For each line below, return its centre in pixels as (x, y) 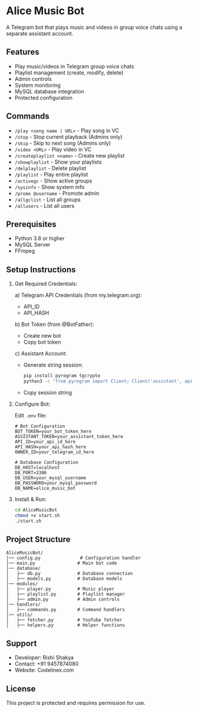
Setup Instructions (41, 270)
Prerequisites (31, 224)
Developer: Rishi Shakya (44, 658)
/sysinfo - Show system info (49, 187)
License (21, 689)
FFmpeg (25, 251)
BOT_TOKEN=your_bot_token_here (53, 431)
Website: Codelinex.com (44, 670)
